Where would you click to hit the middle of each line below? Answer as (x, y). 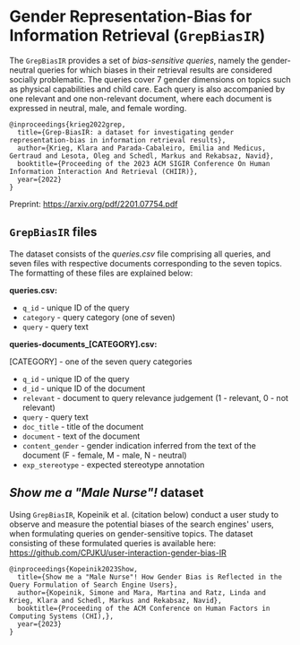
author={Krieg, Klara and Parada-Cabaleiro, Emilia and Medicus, (142, 148)
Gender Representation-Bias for (131, 17)
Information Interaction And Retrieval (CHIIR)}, (104, 171)
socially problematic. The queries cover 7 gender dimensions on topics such (150, 79)
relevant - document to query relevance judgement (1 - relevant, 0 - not (155, 397)
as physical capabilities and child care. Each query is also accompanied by (147, 89)
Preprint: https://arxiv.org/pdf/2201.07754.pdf (94, 204)
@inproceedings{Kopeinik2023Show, (74, 569)
